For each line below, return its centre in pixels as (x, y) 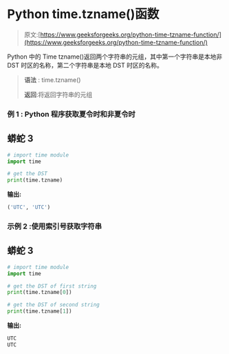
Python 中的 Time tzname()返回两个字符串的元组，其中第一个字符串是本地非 (115, 57)
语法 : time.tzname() (52, 79)
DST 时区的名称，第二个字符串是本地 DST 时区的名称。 (85, 65)
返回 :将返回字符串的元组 (58, 95)
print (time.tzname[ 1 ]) (40, 311)
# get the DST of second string (53, 305)
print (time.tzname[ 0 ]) (40, 293)
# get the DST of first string (52, 286)
